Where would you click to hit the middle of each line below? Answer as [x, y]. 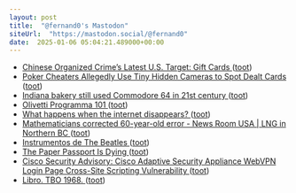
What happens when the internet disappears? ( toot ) [116, 114]
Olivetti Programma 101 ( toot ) [75, 105]
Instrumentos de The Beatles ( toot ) [86, 143]
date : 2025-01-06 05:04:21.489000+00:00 [87, 42]
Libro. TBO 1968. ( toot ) [64, 180]
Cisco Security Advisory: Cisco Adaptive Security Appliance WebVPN [149, 161]
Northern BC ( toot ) [56, 133]
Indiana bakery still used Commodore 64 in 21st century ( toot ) [135, 96]
